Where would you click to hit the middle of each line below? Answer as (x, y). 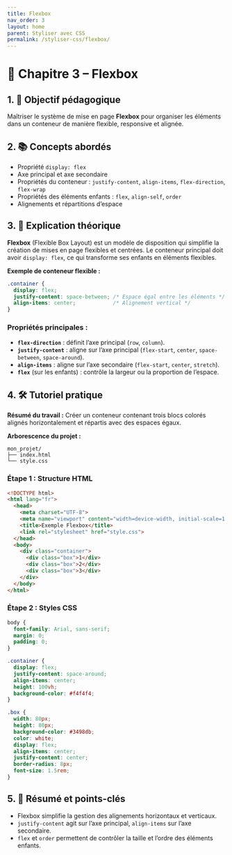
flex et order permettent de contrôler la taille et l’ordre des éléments (115, 838)
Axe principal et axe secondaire (63, 174)
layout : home (26, 26)
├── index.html (29, 455)
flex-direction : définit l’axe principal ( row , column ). (91, 343)
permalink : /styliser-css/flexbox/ (59, 40)
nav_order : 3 (26, 20)
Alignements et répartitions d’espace (70, 203)
